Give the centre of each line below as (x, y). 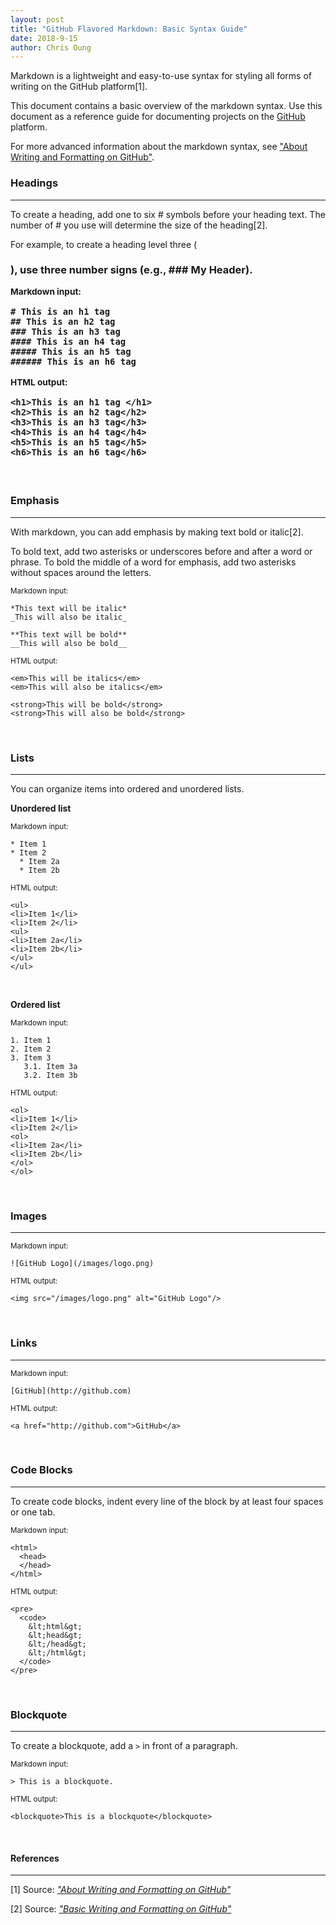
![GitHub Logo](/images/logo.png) (82, 1264)
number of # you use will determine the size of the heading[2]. (139, 225)
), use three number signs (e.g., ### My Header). (131, 270)
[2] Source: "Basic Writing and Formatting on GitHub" (121, 1909)
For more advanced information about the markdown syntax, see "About (159, 147)
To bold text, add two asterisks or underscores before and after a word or (161, 551)
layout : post (37, 19)
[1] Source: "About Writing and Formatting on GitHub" (121, 1890)
